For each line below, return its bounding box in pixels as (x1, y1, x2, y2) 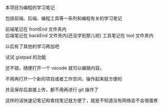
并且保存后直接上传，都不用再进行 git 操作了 (5, 87, 99, 93)
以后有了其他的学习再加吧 (5, 43, 59, 49)
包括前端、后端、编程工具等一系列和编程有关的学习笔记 (5, 15, 122, 21)
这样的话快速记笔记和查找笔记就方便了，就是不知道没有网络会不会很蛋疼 (5, 97, 158, 103)
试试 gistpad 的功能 (5, 54, 46, 60)
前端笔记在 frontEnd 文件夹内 (5, 26, 67, 32)
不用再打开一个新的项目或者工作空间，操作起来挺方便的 (5, 76, 122, 82)
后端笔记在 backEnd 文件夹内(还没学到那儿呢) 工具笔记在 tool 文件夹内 (5, 33, 154, 38)
